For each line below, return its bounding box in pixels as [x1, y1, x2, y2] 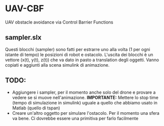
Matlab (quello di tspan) [12, 105, 60, 111]
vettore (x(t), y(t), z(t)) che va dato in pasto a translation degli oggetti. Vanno [5, 57, 159, 63]
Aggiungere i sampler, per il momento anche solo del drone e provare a [12, 89, 156, 95]
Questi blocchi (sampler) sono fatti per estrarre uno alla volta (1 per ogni [5, 46, 150, 52]
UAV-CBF [5, 3, 44, 14]
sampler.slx [5, 33, 42, 42]
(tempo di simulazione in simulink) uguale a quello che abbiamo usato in [12, 100, 158, 105]
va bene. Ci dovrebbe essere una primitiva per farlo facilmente [12, 115, 139, 121]
